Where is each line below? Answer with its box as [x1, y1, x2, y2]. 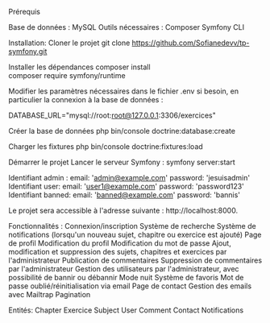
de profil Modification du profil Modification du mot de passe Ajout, [8, 238, 231, 248]
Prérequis [8, 7, 40, 16]
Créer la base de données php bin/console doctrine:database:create [8, 126, 236, 135]
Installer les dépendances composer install [8, 62, 151, 72]
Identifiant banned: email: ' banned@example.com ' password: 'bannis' [8, 190, 240, 200]
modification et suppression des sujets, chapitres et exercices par [8, 247, 227, 256]
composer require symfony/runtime [8, 71, 127, 80]
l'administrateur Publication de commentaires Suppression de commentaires [8, 255, 263, 265]
